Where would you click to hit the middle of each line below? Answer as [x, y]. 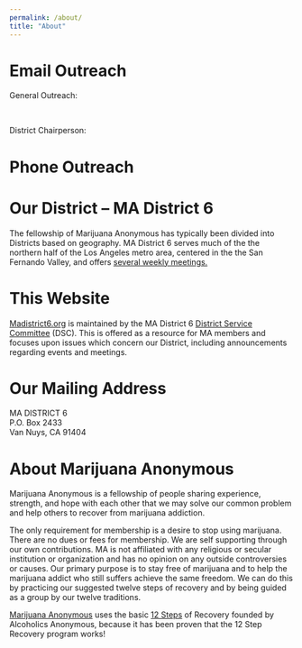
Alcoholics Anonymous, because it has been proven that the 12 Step [136, 625]
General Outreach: [44, 96]
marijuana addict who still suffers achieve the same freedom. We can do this [151, 579]
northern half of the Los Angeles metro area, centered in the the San [136, 252]
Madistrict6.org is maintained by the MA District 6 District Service [131, 323]
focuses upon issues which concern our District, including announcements [148, 342]
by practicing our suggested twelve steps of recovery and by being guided [148, 588]
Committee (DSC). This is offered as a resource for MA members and [137, 333]
